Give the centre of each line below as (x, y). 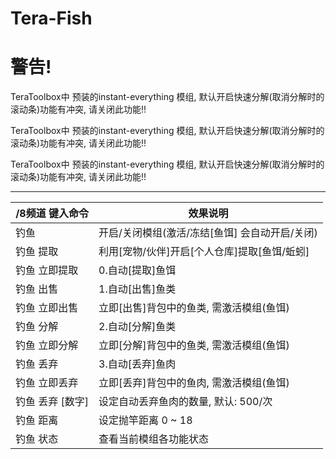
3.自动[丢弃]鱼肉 (137, 364)
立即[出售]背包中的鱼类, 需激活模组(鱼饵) (194, 308)
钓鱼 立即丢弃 (47, 383)
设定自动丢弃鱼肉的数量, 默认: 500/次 (185, 402)
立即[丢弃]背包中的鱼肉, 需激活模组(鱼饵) (194, 383)
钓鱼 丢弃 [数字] (52, 402)
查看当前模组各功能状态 (154, 439)
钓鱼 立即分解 (47, 345)
